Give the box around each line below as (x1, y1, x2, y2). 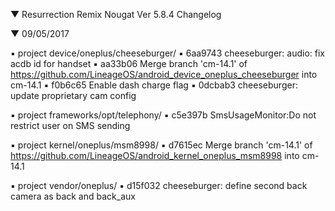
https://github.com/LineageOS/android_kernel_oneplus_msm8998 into (10, 150, 300, 161)
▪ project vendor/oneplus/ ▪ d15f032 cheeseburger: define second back (10, 180, 308, 191)
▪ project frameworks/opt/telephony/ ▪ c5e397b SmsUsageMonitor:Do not (10, 109, 317, 121)
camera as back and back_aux (10, 190, 136, 202)
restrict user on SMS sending (10, 120, 131, 131)
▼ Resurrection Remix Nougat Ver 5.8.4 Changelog (10, 9, 222, 20)
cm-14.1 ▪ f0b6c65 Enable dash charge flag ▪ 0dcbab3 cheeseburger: (10, 79, 298, 91)
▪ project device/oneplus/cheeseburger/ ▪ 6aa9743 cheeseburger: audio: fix (10, 47, 325, 59)
